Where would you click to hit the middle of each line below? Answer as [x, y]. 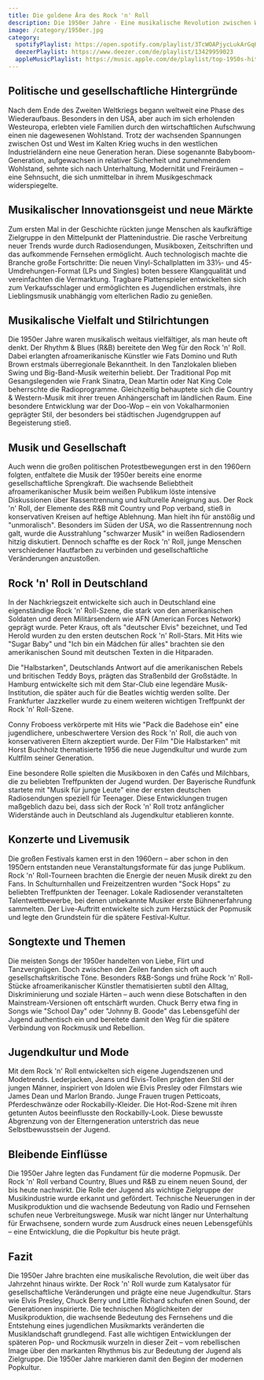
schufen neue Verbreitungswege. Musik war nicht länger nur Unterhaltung [128, 1215]
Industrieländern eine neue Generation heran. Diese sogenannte [112, 152]
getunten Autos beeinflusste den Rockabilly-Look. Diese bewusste [115, 1113]
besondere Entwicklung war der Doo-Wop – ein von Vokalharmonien [119, 407]
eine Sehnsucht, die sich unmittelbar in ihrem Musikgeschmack [110, 177]
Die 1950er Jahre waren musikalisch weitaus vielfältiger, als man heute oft [128, 340]
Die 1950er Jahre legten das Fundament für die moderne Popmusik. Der [125, 1173]
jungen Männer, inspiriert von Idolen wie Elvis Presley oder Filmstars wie [125, 1088]
